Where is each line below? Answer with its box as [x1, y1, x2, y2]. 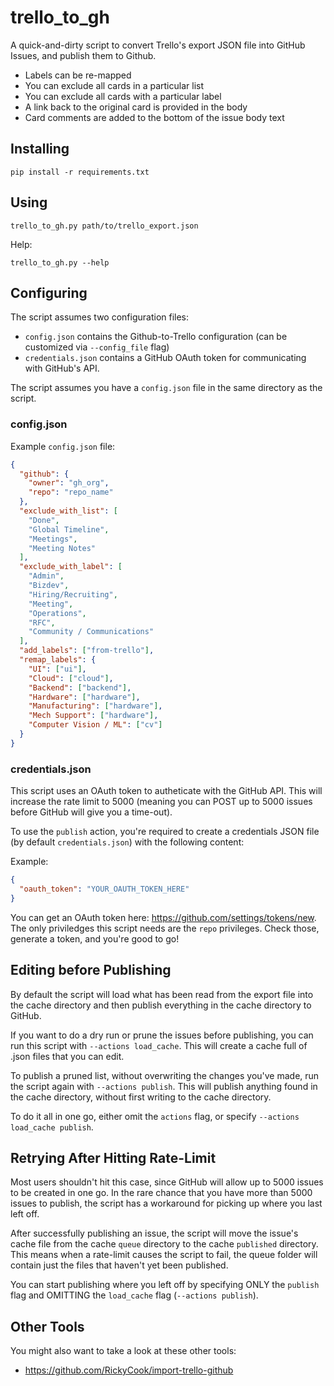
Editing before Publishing [10, 962, 172, 979]
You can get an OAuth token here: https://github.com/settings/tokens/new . [10, 911, 317, 923]
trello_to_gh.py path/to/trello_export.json [10, 221, 199, 231]
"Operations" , [28, 608, 87, 618]
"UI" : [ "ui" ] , [28, 664, 87, 674]
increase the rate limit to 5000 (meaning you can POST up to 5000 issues [10, 796, 313, 808]
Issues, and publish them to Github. [10, 49, 157, 61]
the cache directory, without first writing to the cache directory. [10, 1091, 272, 1103]
